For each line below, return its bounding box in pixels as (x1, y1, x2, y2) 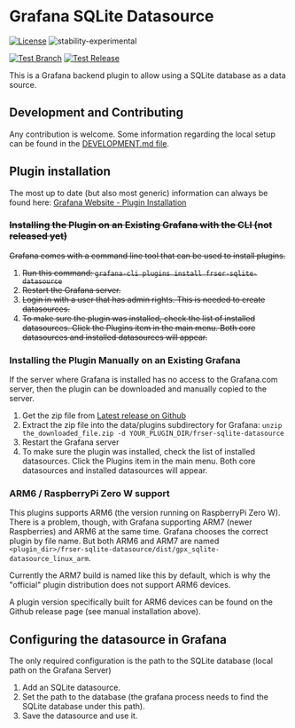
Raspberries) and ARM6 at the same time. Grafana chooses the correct (9, 526, 268, 537)
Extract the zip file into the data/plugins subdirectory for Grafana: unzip (21, 420, 283, 431)
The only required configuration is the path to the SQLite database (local (9, 655, 273, 667)
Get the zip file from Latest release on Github (21, 410, 187, 421)
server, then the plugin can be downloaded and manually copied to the (9, 384, 268, 394)
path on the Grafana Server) (9, 665, 113, 676)
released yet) (9, 230, 68, 242)
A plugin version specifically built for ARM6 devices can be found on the (9, 597, 273, 607)
